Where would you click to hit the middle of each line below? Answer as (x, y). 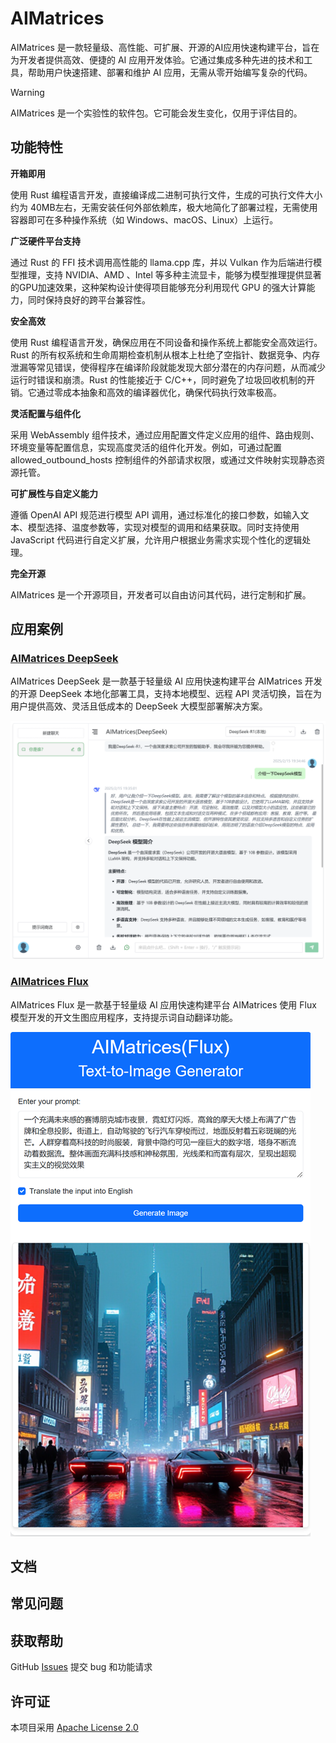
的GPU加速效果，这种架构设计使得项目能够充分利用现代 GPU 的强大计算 (158, 287)
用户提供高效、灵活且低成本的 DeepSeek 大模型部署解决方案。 (139, 706)
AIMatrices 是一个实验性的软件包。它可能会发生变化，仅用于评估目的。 (156, 113)
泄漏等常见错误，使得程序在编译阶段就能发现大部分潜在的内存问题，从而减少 (168, 367)
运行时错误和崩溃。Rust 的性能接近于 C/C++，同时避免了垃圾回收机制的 (158, 379)
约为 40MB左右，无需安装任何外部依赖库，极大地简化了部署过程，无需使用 (164, 207)
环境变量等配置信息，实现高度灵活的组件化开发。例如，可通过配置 (146, 447)
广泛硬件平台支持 (45, 241)
